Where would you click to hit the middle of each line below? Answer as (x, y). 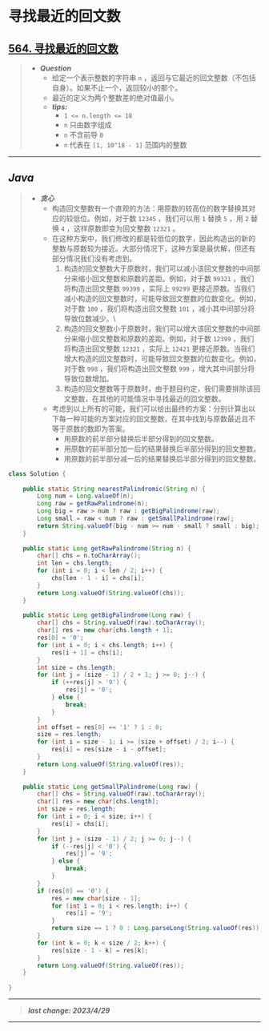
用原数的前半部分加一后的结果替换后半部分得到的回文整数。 (162, 449)
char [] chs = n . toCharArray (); (89, 556)
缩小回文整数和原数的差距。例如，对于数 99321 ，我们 (166, 278)
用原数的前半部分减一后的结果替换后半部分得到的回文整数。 (162, 458)
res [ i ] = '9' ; (89, 913)
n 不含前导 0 (84, 135)
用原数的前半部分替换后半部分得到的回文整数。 (141, 438)
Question (56, 68)
